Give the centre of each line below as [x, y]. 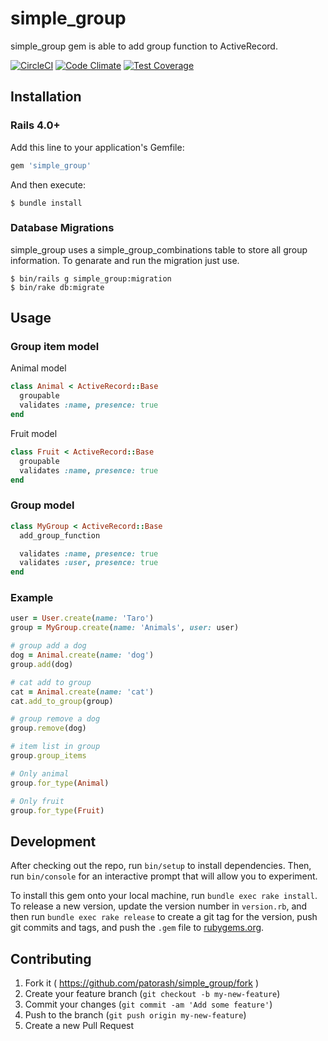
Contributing [51, 958]
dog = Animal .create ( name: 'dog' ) [82, 655]
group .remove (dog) [48, 728]
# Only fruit [37, 801]
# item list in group [55, 747]
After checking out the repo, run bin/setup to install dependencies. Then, [161, 866]
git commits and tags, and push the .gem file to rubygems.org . [137, 928]
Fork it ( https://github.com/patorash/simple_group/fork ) [142, 983]
